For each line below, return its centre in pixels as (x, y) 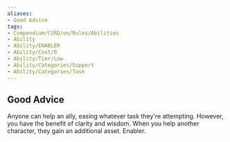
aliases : (20, 14)
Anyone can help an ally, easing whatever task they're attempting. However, (115, 116)
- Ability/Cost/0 (32, 53)
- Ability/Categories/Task (46, 71)
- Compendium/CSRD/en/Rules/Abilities (63, 33)
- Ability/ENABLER (34, 46)
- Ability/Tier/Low (35, 59)
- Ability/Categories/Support (51, 65)
